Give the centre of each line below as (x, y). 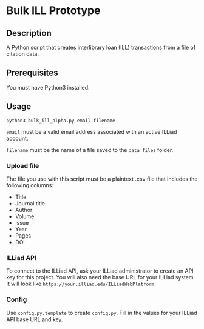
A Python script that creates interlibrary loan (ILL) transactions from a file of (101, 47)
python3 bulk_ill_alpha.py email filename (61, 121)
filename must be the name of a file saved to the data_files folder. (90, 150)
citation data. (23, 54)
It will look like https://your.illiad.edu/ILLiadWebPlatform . (81, 284)
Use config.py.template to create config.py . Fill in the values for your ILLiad (102, 313)
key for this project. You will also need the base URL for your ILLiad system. (101, 277)
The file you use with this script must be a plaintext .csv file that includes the (102, 179)
